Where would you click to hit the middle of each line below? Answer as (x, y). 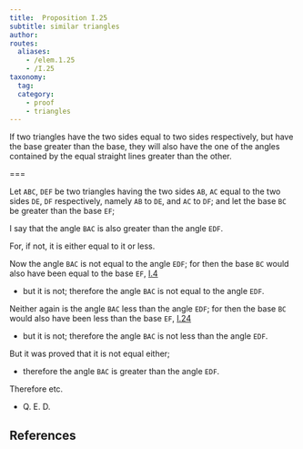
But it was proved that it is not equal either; (90, 354)
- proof (40, 102)
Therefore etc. (36, 389)
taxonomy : (28, 77)
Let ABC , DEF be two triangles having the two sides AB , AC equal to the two (145, 191)
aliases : (34, 52)
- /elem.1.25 (50, 60)
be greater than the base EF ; (62, 211)
